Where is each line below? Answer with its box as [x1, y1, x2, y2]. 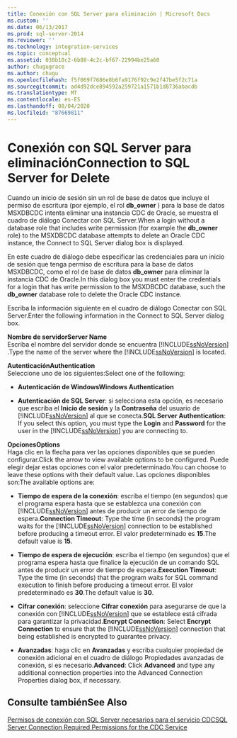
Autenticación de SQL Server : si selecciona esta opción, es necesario [17, 396, 224, 405]
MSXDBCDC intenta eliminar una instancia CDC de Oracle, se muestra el [7, 208, 219, 217]
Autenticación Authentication [7, 361, 96, 369]
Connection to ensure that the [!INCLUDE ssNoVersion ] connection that [17, 625, 226, 633]
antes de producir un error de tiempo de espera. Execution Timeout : [17, 565, 217, 574]
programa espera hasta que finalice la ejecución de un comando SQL [17, 558, 220, 566]
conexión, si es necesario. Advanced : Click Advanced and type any [17, 661, 215, 669]
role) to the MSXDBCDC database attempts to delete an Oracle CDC [7, 231, 205, 240]
